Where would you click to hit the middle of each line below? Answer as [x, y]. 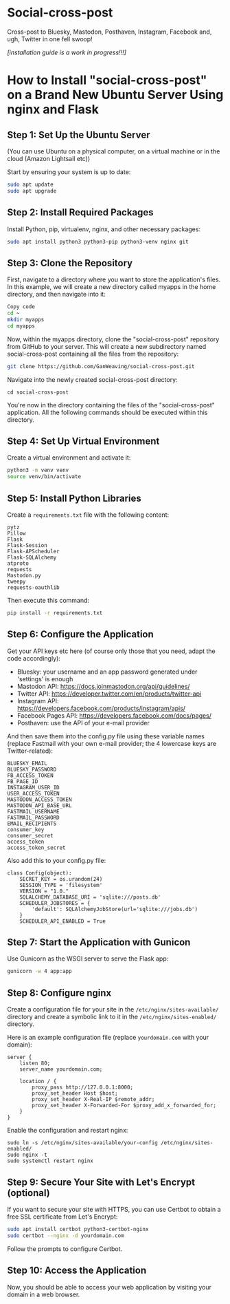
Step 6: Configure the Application [81, 634]
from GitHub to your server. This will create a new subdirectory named [107, 346]
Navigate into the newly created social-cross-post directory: [92, 379]
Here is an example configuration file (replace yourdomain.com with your [108, 1038]
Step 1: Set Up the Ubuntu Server [79, 135]
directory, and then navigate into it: [57, 295]
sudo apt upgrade [32, 191]
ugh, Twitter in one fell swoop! [50, 39]
